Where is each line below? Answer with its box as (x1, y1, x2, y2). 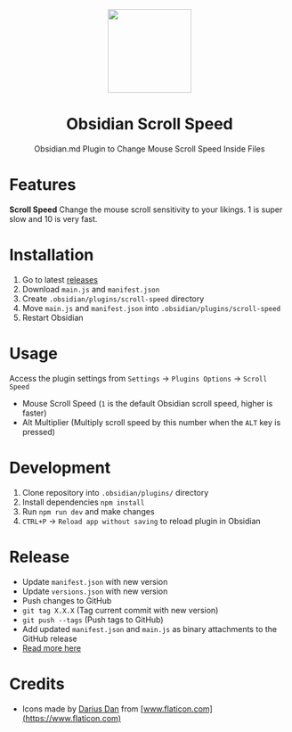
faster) (21, 407, 47, 418)
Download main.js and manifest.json (21, 284, 160, 294)
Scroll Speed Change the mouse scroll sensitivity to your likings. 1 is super (9, 204, 283, 215)
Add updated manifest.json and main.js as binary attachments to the (21, 623, 278, 634)
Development (9, 457, 111, 478)
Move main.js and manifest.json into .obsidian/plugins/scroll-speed (21, 302, 281, 313)
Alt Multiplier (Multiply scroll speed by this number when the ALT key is (21, 416, 281, 427)
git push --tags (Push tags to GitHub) (21, 614, 164, 625)
